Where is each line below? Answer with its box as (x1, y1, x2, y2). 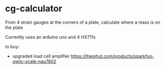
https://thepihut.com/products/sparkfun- (71, 53, 155, 59)
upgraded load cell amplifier (12, 53, 70, 59)
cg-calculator (5, 3, 63, 14)
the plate (5, 24, 23, 30)
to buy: (5, 43, 20, 49)
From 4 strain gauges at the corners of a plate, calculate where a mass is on (5, 19, 161, 25)
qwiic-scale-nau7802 (12, 58, 56, 64)
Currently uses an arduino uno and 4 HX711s (5, 34, 96, 40)
